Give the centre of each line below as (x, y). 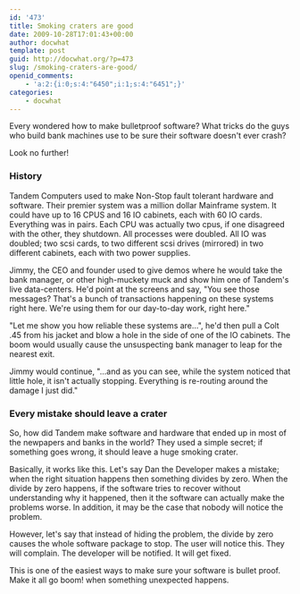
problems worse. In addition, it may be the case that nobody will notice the (146, 507)
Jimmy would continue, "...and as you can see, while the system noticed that (150, 371)
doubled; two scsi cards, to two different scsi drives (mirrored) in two (137, 243)
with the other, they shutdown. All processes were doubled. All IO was (138, 233)
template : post (37, 51)
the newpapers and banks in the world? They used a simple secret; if (136, 442)
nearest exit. (32, 353)
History (26, 176)
